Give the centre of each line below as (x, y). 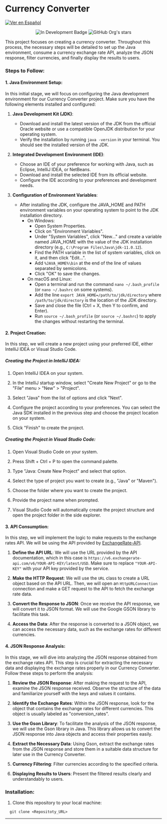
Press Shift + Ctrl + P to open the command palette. (65, 462)
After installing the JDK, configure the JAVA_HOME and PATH (83, 205)
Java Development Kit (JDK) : (43, 114)
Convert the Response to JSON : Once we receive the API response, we (86, 604)
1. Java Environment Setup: (34, 82)
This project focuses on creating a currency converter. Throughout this (78, 42)
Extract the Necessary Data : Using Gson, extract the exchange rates (83, 744)
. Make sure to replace (111, 563)
